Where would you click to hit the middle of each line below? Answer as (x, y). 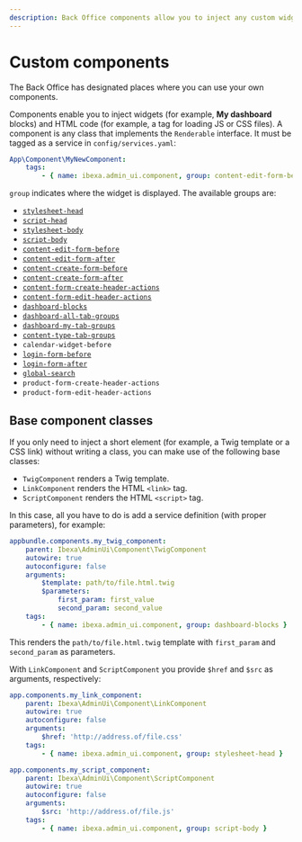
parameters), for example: (58, 524)
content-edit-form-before (71, 250)
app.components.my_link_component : (76, 695)
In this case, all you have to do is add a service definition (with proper (138, 515)
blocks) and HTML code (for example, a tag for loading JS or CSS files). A (146, 123)
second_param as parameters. (62, 651)
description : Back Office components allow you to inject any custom (142, 18)
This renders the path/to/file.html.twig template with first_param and (142, 642)
